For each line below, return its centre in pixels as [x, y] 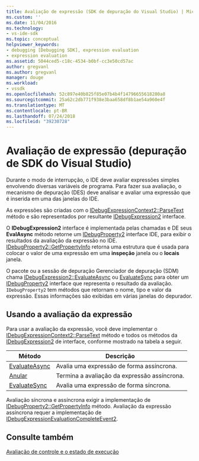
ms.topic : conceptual [33, 39]
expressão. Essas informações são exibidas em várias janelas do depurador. [99, 296]
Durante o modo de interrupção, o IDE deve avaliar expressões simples [93, 180]
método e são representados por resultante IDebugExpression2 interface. [96, 217]
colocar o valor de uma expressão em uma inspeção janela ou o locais [93, 253]
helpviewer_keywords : [33, 45]
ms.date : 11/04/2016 [32, 22]
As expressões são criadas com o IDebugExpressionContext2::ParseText [95, 210]
